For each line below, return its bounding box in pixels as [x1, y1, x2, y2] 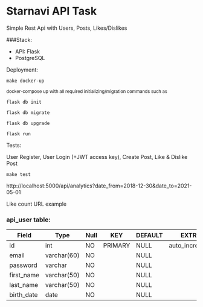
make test [6, 171, 31, 177]
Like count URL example [6, 200, 67, 207]
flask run [6, 130, 31, 137]
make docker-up [6, 78, 45, 84]
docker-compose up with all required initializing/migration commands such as [6, 88, 167, 95]
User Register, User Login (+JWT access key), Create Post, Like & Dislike [6, 153, 188, 160]
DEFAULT [135, 231, 163, 240]
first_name [9, 271, 40, 280]
